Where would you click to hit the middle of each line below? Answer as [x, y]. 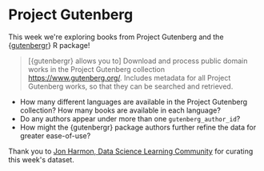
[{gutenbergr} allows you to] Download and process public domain [138, 61]
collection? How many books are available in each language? [120, 110]
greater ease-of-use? [55, 135]
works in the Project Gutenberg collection [96, 69]
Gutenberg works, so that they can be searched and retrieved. [130, 86]
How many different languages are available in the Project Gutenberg [134, 101]
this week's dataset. [41, 159]
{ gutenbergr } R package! [49, 45]
